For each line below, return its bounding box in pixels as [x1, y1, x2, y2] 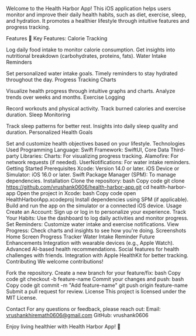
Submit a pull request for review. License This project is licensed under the [6, 288, 186, 295]
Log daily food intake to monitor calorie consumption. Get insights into [6, 46, 176, 53]
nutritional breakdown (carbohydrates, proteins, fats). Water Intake [6, 53, 167, 59]
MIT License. [6, 295, 37, 301]
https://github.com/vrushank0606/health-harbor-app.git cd [6, 183, 150, 190]
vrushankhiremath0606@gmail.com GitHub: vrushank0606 [6, 312, 149, 318]
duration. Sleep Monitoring [6, 111, 70, 118]
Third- [170, 146, 185, 153]
